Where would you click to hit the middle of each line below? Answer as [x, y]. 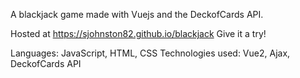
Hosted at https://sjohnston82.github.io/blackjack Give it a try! [138, 33]
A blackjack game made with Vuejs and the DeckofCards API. [137, 14]
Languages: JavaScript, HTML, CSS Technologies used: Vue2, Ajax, [150, 53]
